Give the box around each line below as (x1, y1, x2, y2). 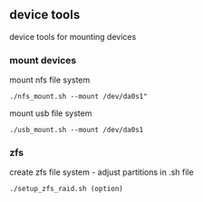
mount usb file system (9, 108, 92, 119)
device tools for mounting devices (9, 31, 137, 42)
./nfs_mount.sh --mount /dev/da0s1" (9, 92, 148, 101)
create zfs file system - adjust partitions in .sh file (9, 167, 194, 178)
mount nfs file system (9, 74, 91, 85)
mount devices (9, 53, 77, 66)
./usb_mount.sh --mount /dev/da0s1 (9, 126, 144, 135)
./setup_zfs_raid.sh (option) (9, 185, 124, 194)
